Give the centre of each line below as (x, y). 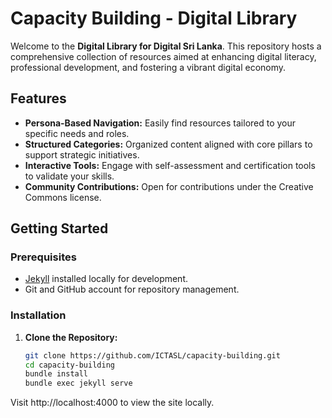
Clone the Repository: (71, 337)
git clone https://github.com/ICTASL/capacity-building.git (152, 355)
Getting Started (59, 228)
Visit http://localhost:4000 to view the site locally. (112, 403)
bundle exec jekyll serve (78, 383)
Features (38, 98)
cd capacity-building (69, 365)
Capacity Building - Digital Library (154, 18)
